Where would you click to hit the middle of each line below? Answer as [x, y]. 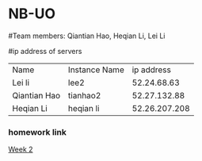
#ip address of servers [45, 51]
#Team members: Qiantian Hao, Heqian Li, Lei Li [87, 36]
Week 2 [21, 149]
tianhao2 [84, 95]
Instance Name [96, 70]
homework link [38, 132]
